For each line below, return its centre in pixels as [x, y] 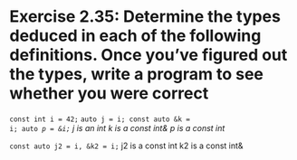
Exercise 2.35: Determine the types [145, 17]
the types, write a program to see [137, 75]
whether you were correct [109, 94]
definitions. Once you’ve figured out [148, 55]
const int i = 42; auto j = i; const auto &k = [100, 119]
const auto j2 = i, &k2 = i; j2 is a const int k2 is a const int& [126, 146]
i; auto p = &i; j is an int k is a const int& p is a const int [117, 127]
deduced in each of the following [135, 36]
